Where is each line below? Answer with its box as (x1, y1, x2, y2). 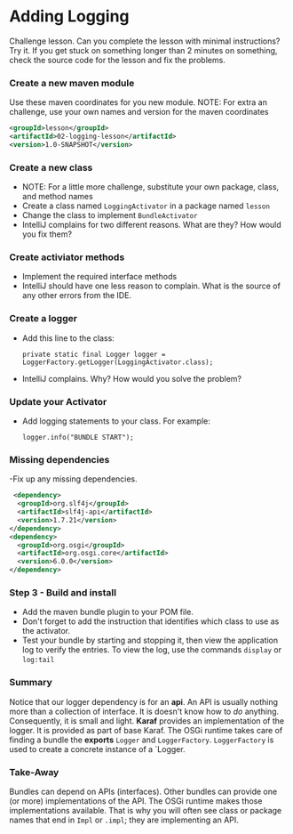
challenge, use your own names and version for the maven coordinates (9, 107, 269, 117)
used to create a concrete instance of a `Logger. (9, 743, 186, 754)
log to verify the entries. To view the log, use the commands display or (21, 644, 282, 655)
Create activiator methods (9, 251, 125, 263)
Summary (9, 676, 53, 689)
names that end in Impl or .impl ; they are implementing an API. (9, 814, 240, 825)
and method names (21, 191, 93, 202)
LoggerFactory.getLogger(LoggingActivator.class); (21, 358, 214, 367)
